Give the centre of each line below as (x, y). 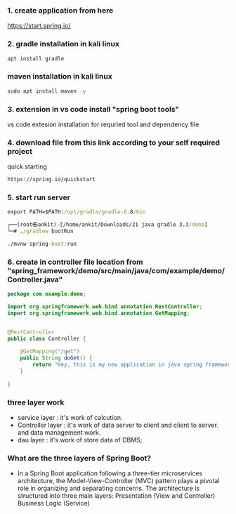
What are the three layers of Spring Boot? (79, 458)
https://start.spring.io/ (39, 26)
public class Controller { (47, 338)
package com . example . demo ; (47, 294)
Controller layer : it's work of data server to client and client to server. (118, 425)
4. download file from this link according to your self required (113, 143)
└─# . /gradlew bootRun (40, 231)
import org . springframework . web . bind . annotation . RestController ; (105, 307)
